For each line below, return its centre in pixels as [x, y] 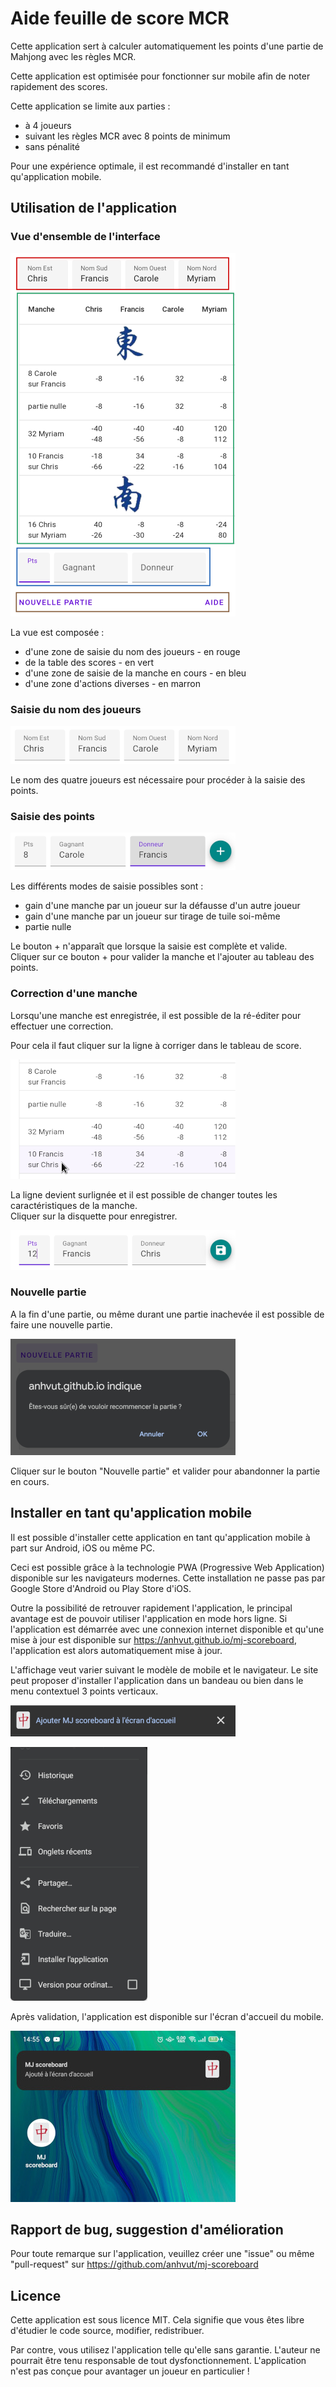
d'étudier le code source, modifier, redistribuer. [107, 2331]
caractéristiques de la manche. [74, 1205]
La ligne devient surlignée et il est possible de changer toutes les [144, 1194]
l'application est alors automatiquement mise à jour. [116, 1650]
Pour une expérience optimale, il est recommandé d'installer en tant [150, 166]
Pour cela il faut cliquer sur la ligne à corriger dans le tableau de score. [156, 1045]
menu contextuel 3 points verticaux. [84, 1691]
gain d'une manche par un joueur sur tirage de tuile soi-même [152, 916]
